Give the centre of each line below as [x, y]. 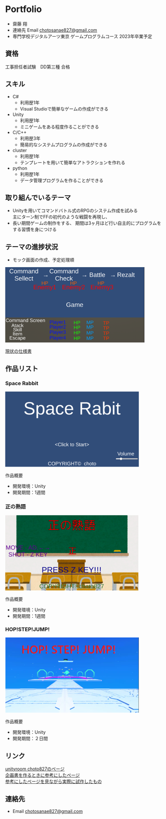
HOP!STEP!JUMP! [28, 630]
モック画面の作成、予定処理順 [43, 260]
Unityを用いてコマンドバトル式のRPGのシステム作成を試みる [75, 211]
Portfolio [24, 9]
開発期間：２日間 [30, 739]
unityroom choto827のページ [35, 769]
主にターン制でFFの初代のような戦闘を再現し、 [61, 217]
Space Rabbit [22, 383]
